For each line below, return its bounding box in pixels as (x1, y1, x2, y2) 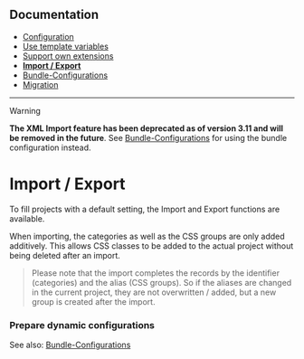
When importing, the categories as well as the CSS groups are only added (9, 231, 285, 241)
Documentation (9, 7, 100, 23)
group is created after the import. (31, 296, 156, 307)
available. (9, 213, 45, 224)
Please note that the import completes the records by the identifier (31, 267, 280, 279)
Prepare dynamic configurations (9, 318, 156, 331)
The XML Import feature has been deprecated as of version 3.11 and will (9, 122, 283, 134)
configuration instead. (9, 142, 92, 153)
